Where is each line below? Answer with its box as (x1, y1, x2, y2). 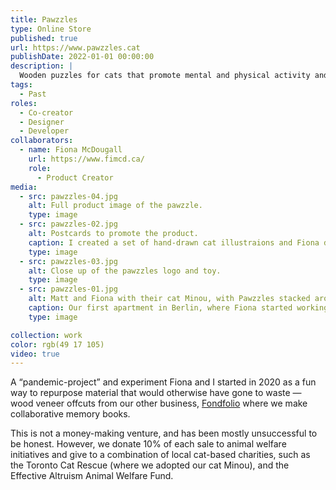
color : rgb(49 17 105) (10, 339, 105, 350)
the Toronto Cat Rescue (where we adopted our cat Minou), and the (10, 459, 290, 471)
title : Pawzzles (10, 14, 78, 25)
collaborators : (10, 136, 74, 146)
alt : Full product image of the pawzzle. (28, 201, 203, 211)
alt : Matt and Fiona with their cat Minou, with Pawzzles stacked (28, 294, 311, 304)
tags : (10, 80, 33, 90)
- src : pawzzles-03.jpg (19, 256, 118, 266)
